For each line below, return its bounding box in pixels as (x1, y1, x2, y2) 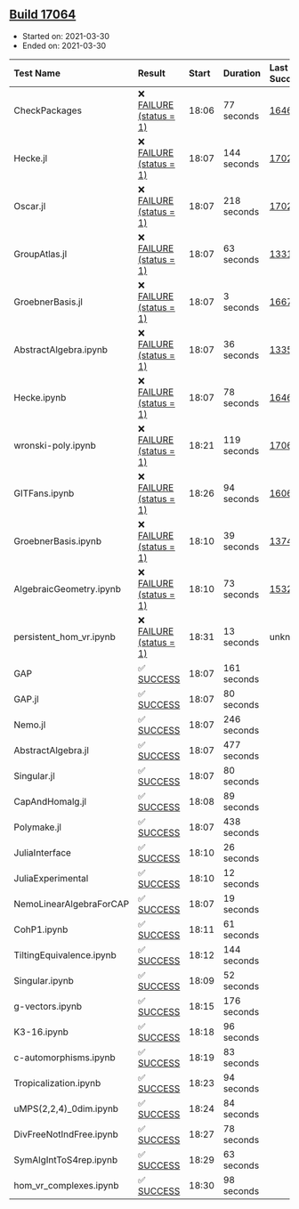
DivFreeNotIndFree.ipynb (13, 1128, 118, 1140)
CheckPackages (13, 104, 83, 117)
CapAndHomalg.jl (13, 795, 87, 807)
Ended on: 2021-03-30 (21, 40, 107, 51)
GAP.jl (13, 693, 39, 705)
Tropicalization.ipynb (13, 1076, 101, 1089)
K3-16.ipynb (13, 1026, 69, 1038)
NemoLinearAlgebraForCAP (13, 897, 130, 910)
